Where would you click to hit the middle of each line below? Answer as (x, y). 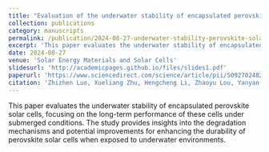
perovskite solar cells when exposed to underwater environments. (117, 139)
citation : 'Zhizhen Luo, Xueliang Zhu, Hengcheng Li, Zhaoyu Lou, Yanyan (134, 82)
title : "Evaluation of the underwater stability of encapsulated (119, 16)
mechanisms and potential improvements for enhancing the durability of (127, 131)
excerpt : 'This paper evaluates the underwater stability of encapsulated (136, 46)
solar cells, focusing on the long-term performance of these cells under (126, 114)
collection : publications (51, 23)
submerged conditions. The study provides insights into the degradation (127, 122)
